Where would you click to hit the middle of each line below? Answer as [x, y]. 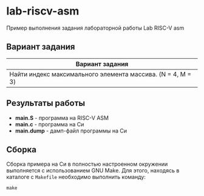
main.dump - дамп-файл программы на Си [71, 131]
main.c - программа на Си [49, 124]
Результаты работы [46, 103]
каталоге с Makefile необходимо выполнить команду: [76, 177]
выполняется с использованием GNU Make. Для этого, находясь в [93, 171]
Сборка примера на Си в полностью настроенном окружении [87, 164]
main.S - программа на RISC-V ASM [62, 118]
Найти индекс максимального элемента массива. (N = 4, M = [100, 74]
